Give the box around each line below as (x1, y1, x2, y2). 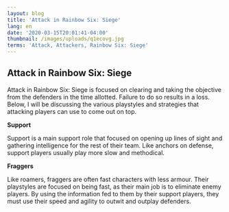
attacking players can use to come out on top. (7, 107, 137, 115)
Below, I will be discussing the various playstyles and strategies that (7, 100, 199, 108)
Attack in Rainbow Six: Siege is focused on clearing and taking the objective (7, 85, 221, 93)
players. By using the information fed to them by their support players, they (7, 189, 219, 198)
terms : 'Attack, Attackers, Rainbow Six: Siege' (7, 42, 149, 49)
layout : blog (7, 10, 45, 17)
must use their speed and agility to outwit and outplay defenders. (7, 197, 191, 205)
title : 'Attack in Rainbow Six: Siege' (7, 16, 121, 23)
